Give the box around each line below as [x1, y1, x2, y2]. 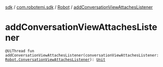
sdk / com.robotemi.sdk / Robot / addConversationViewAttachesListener [5, 4, 153, 10]
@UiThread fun [5, 48, 35, 54]
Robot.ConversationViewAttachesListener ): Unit [5, 57, 106, 62]
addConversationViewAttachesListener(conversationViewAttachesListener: [5, 53, 159, 58]
